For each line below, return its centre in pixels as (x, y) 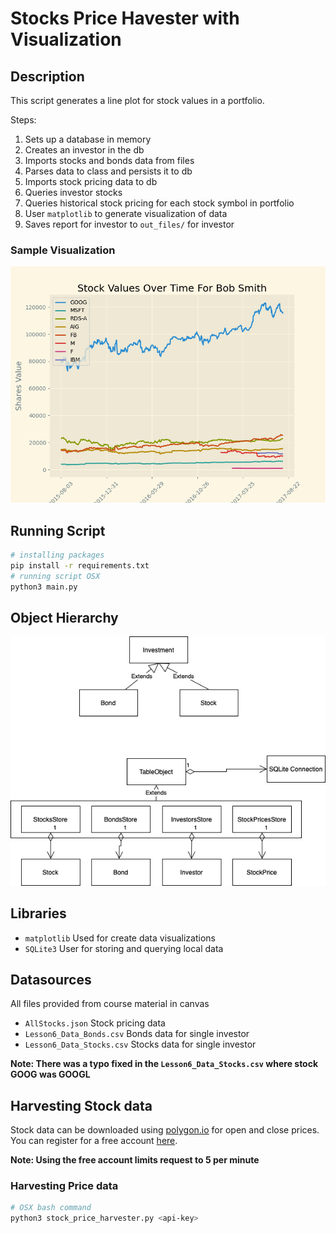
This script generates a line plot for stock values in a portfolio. (137, 100)
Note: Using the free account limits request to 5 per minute (135, 1160)
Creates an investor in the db (84, 150)
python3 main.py (44, 587)
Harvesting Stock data (81, 1105)
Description (47, 76)
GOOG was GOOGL (50, 1074)
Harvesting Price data (64, 1186)
